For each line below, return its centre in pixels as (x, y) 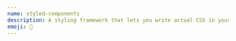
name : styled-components (44, 14)
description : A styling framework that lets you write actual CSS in (111, 20)
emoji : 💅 (20, 26)
